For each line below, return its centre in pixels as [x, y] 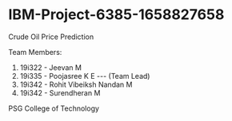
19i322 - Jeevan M [51, 67]
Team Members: [35, 52]
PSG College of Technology [54, 108]
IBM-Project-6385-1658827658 [116, 15]
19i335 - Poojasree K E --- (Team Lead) [85, 76]
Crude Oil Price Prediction [51, 37]
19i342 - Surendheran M [60, 92]
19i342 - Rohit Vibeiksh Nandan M [76, 84]
